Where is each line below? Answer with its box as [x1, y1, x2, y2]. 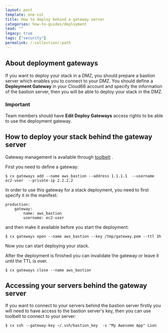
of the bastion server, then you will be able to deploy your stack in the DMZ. [5, 88, 163, 94]
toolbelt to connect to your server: [5, 313, 77, 319]
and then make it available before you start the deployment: [5, 224, 129, 230]
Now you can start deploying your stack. [5, 243, 90, 249]
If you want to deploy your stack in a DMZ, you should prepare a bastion [5, 72, 155, 78]
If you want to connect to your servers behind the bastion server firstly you [5, 303, 161, 309]
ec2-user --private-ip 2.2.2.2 [5, 178, 73, 183]
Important [5, 101, 30, 108]
